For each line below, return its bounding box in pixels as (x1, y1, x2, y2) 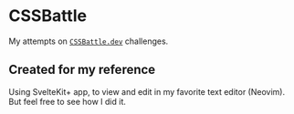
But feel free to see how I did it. (8, 96, 127, 107)
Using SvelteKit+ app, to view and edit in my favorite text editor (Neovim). (8, 86, 285, 97)
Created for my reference (8, 62, 156, 78)
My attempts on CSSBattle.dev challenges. (8, 36, 169, 47)
